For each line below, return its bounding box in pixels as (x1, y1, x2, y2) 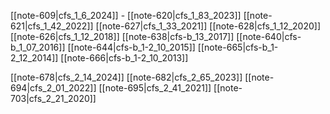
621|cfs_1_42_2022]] (10, 20, 94, 32)
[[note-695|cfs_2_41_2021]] (98, 82, 212, 94)
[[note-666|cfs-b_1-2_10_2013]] (60, 52, 189, 64)
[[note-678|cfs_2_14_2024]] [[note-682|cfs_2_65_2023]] (10, 71, 243, 83)
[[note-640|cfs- (236, 31, 302, 42)
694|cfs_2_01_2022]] (10, 82, 97, 94)
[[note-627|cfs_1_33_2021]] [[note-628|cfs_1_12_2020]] (95, 20, 322, 32)
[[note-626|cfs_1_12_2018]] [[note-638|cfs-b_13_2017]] (10, 31, 235, 42)
